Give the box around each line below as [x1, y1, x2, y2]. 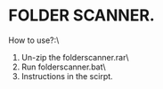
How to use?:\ [8, 35, 60, 45]
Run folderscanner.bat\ [20, 61, 106, 72]
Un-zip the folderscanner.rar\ [20, 52, 130, 62]
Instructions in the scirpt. [20, 70, 113, 81]
